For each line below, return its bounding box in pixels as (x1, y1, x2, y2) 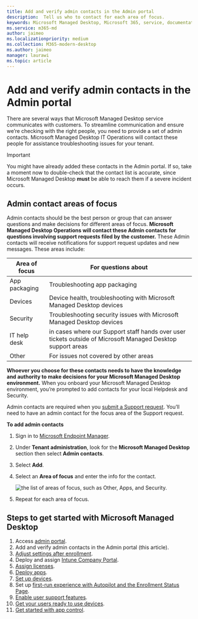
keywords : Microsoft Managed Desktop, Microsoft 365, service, (6, 19, 165, 25)
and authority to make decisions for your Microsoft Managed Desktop (6, 373, 181, 380)
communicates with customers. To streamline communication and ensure (6, 121, 184, 128)
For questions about (90, 263, 148, 271)
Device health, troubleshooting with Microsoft (49, 294, 175, 302)
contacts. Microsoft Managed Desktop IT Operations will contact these (6, 134, 178, 141)
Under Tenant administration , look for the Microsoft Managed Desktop (15, 444, 190, 451)
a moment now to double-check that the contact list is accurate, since (6, 169, 176, 177)
